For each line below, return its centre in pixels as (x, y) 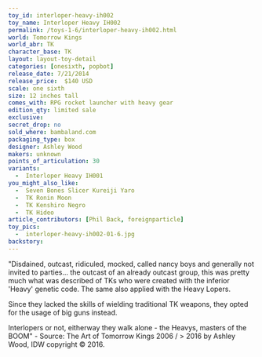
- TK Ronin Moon (44, 198)
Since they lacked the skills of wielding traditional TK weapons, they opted (128, 304)
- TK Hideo (35, 213)
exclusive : (26, 118)
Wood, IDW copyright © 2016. (56, 344)
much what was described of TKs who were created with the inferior (119, 280)
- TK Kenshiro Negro (51, 205)
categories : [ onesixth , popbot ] (61, 67)
